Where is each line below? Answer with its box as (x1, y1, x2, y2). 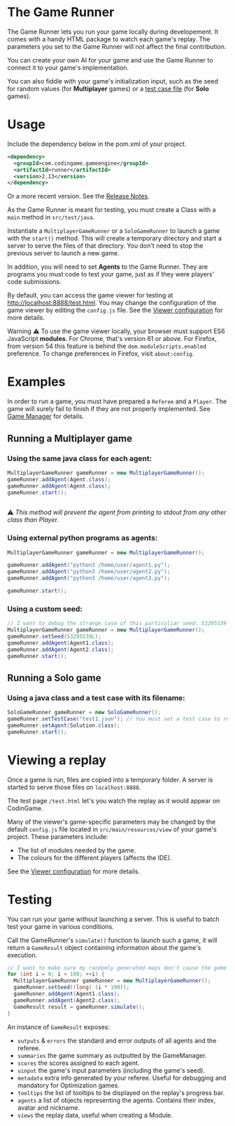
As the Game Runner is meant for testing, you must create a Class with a (7, 206, 216, 214)
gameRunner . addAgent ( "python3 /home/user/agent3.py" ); (7, 575, 171, 582)
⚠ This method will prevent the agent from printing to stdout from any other (7, 508, 227, 516)
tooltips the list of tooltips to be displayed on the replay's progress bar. (17, 1088, 225, 1097)
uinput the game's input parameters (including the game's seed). (17, 1066, 205, 1074)
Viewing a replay (7, 752, 107, 768)
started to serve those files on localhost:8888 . (7, 783, 141, 791)
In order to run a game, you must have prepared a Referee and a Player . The (7, 397, 227, 406)
